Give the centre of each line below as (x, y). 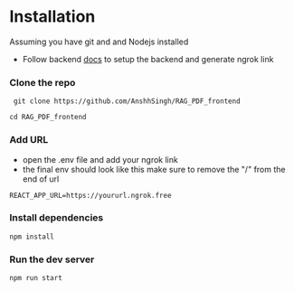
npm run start (36, 278)
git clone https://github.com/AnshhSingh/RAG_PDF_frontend (127, 101)
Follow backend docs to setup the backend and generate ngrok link (148, 59)
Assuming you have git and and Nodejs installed (99, 42)
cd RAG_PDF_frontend (48, 117)
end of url (41, 179)
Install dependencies (57, 218)
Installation (52, 17)
